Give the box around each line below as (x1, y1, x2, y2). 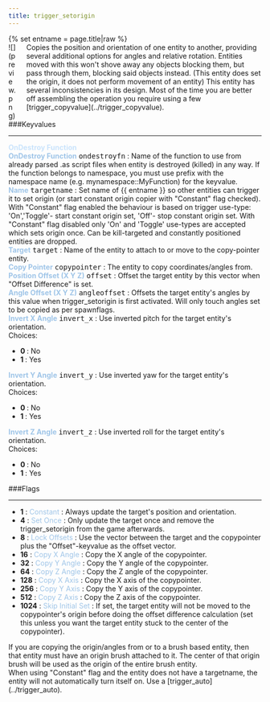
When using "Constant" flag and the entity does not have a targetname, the (8, 667, 259, 677)
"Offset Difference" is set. (8, 279, 94, 289)
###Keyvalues (8, 119, 56, 129)
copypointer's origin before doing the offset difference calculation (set (19, 609, 253, 619)
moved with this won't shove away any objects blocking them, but (26, 60, 245, 69)
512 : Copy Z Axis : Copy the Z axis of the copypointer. (19, 592, 201, 601)
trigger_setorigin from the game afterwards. (19, 523, 166, 533)
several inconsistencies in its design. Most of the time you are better (26, 85, 252, 95)
